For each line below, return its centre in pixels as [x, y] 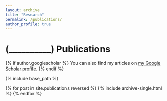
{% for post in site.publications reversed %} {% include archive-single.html [84, 88]
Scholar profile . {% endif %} [35, 69]
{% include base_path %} [32, 79]
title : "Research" [25, 15]
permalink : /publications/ [34, 19]
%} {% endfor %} [24, 94]
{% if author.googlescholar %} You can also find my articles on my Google [83, 63]
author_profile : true [28, 24]
